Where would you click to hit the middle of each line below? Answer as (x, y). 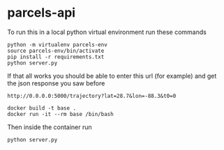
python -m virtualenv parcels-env (58, 44)
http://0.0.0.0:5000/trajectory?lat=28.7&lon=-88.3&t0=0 (92, 96)
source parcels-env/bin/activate (56, 51)
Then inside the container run (50, 127)
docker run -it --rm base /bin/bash (60, 114)
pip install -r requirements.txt (56, 57)
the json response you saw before (56, 83)
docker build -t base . (42, 108)
